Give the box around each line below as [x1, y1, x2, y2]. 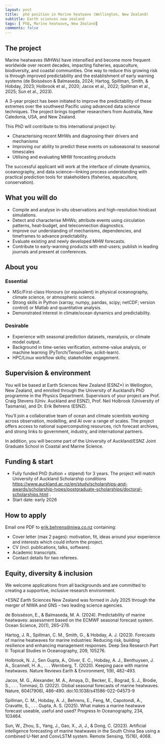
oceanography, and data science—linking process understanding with [5, 168, 147, 174]
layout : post [5, 7, 32, 12]
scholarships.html [12, 492, 48, 497]
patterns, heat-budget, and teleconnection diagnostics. [12, 222, 125, 228]
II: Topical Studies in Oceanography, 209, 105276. [5, 648, 106, 654]
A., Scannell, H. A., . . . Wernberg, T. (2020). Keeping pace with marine [5, 662, 149, 668]
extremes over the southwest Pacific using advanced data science [5, 103, 140, 109]
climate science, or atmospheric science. [12, 294, 96, 300]
